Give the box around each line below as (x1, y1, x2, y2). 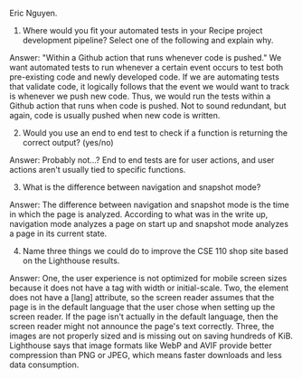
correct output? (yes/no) (22, 137, 115, 147)
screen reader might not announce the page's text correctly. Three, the (9, 321, 275, 331)
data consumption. (9, 359, 80, 370)
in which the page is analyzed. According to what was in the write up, (9, 209, 269, 220)
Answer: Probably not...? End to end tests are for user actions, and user (9, 155, 275, 166)
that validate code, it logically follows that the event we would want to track (9, 81, 289, 91)
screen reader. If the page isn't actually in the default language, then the (9, 311, 278, 322)
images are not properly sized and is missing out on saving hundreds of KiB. (9, 330, 294, 341)
